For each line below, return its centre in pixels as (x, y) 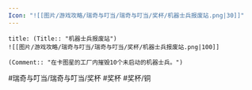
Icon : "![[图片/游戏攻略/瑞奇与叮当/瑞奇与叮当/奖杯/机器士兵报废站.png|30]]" (126, 15)
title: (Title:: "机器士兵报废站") (63, 39)
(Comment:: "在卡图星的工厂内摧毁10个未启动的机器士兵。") (96, 62)
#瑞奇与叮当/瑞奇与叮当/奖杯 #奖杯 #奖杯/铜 (80, 78)
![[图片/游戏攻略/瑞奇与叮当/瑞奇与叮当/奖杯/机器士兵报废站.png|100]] (114, 47)
